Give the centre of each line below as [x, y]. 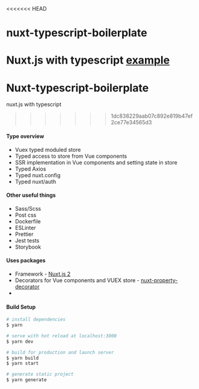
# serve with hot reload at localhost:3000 [62, 336]
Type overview [25, 136]
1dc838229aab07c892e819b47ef [152, 116]
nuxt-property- [159, 280]
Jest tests [27, 240]
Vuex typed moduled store [48, 149]
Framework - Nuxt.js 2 [43, 274]
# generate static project [40, 375]
